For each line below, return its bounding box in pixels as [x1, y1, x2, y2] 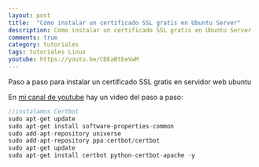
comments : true [8, 33, 58, 42]
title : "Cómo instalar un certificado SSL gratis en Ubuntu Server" [8, 19, 242, 27]
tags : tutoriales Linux [8, 48, 87, 56]
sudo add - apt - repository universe [8, 129, 122, 138]
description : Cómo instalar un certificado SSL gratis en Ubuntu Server [8, 26, 252, 34]
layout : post [8, 11, 51, 20]
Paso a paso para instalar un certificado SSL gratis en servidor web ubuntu [8, 76, 252, 87]
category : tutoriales [8, 41, 80, 49]
